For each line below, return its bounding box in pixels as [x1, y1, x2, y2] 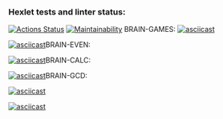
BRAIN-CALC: [45, 55, 91, 65]
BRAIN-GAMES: [124, 25, 176, 34]
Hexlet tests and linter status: [8, 6, 126, 18]
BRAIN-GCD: [45, 71, 88, 81]
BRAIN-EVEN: [45, 40, 91, 50]
